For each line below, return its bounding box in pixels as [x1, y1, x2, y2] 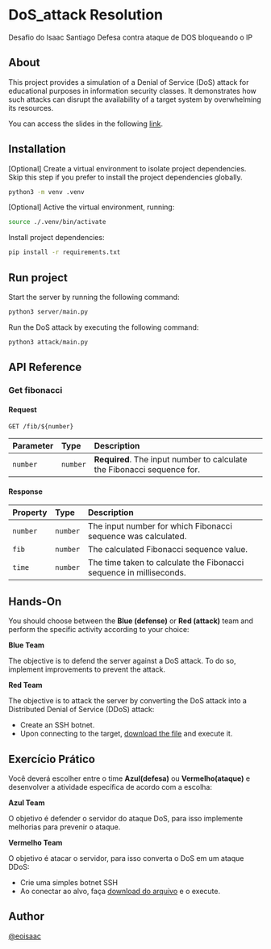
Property [12, 507, 48, 518]
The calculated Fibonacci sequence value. [87, 544, 248, 555]
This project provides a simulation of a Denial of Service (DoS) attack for [8, 77, 249, 86]
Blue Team [8, 640, 45, 650]
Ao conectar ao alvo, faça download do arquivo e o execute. [19, 887, 220, 896]
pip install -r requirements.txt [8, 248, 121, 256]
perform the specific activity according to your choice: [8, 625, 190, 635]
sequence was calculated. [87, 531, 187, 542]
